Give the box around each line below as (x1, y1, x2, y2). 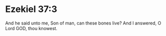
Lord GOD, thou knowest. (5, 25, 58, 31)
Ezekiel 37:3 (5, 3, 57, 15)
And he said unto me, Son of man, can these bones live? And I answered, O (5, 20, 161, 26)
